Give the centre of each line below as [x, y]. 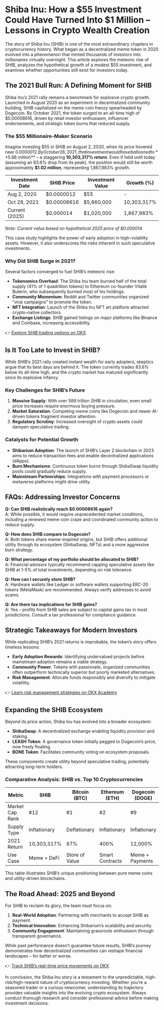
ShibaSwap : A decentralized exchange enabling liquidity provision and [83, 731]
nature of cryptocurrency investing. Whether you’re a [93, 983]
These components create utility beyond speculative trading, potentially [77, 762]
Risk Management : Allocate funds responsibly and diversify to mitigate [84, 678]
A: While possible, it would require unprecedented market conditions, [75, 514]
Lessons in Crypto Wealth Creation [77, 30]
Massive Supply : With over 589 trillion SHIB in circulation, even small [82, 401]
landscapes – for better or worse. [39, 956]
